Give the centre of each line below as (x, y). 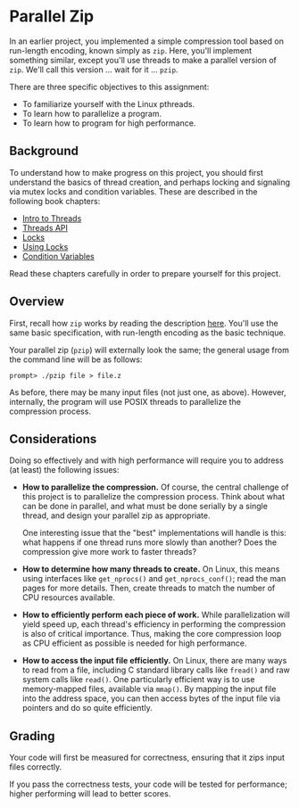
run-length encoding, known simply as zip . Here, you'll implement (131, 50)
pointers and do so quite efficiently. (87, 708)
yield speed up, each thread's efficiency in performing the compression (154, 624)
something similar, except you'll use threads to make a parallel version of (143, 60)
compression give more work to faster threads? (109, 552)
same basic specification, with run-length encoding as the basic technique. (148, 333)
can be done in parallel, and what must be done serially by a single (145, 507)
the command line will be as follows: (76, 359)
